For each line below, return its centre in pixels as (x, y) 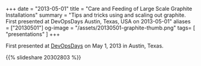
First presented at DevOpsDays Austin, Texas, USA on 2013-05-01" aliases (98, 21)
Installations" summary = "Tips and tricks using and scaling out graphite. (96, 15)
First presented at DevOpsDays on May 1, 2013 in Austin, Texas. (85, 46)
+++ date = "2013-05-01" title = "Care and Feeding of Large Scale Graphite (99, 9)
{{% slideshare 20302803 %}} (44, 57)
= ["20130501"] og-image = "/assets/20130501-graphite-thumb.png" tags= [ (100, 28)
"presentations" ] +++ (33, 34)
